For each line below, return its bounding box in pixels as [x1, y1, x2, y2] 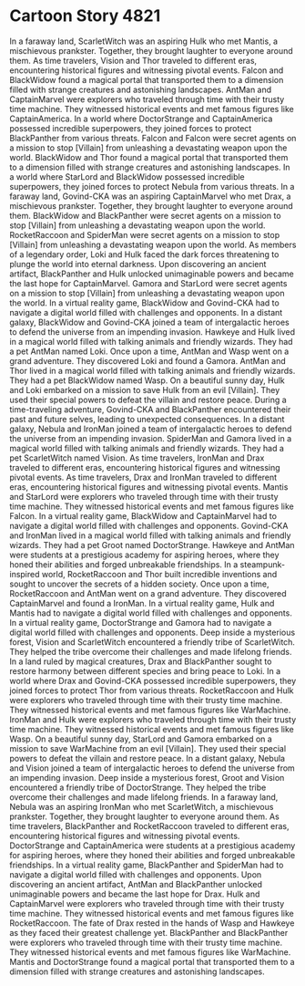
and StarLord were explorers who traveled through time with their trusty [9, 491, 280, 502]
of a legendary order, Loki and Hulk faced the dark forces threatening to [9, 248, 280, 260]
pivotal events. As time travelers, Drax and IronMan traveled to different [9, 472, 278, 483]
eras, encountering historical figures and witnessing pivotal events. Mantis [9, 481, 289, 493]
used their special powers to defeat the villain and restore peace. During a [9, 394, 287, 405]
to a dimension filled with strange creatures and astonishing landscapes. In [9, 161, 290, 172]
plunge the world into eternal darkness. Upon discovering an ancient [9, 258, 267, 269]
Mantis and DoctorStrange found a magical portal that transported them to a [9, 956, 295, 967]
